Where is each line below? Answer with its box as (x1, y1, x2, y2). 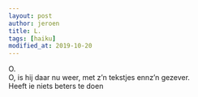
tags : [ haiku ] (8, 34, 57, 43)
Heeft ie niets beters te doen (8, 82, 104, 91)
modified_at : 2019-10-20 (8, 42, 93, 50)
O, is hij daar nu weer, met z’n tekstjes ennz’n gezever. (8, 73, 191, 82)
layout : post (8, 11, 53, 20)
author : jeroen (8, 19, 60, 27)
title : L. (8, 27, 42, 35)
